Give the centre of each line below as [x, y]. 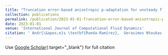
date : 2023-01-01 [23, 24]
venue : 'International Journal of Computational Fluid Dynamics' [74, 28]
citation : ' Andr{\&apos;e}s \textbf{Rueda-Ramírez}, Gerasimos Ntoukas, [85, 33]
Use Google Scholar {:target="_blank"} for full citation [60, 47]
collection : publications [32, 14]
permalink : [16, 19]
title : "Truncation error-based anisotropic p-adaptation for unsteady [81, 10]
